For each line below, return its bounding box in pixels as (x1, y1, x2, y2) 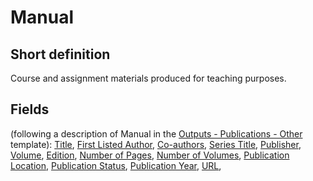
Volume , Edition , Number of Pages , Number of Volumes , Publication (10, 149, 290, 161)
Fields (10, 101, 50, 118)
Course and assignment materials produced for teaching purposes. (10, 72, 287, 84)
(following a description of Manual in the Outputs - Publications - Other (10, 127, 303, 140)
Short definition (10, 46, 111, 63)
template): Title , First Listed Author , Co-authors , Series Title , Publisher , (10, 138, 302, 150)
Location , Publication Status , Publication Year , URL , (10, 159, 222, 171)
